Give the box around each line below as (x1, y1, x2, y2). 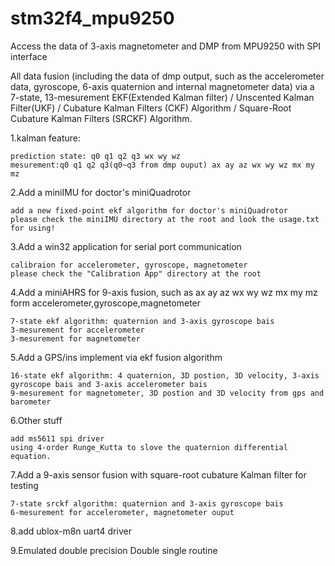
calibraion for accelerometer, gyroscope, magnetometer (10, 260, 248, 270)
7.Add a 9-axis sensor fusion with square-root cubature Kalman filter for (10, 468, 307, 481)
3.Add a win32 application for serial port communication (10, 240, 242, 252)
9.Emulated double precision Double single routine (10, 544, 218, 556)
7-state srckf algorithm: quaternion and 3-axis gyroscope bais (10, 498, 284, 509)
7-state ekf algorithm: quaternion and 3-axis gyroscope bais (10, 316, 275, 326)
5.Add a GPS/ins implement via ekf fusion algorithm (10, 351, 223, 363)
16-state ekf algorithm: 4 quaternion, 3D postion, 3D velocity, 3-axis (10, 370, 320, 381)
